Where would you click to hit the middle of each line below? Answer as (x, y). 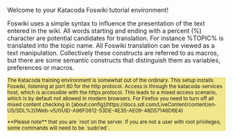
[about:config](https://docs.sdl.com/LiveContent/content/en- (144, 105)
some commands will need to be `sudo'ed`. (58, 128)
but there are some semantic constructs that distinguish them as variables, (114, 60)
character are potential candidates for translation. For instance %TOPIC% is (115, 38)
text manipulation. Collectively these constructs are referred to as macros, (113, 53)
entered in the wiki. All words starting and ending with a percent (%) (105, 31)
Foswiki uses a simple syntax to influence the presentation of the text (106, 23)
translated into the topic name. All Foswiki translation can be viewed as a (111, 45)
